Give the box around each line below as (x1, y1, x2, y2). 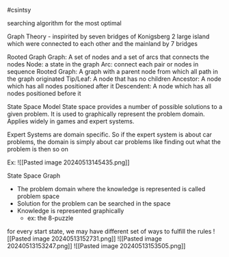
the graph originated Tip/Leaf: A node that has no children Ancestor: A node (7, 75, 221, 83)
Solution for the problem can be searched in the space (16, 199, 171, 208)
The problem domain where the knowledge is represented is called (16, 185, 206, 193)
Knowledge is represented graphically (16, 207, 124, 215)
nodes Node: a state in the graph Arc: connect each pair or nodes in (7, 60, 199, 68)
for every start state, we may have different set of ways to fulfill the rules (7, 228, 212, 235)
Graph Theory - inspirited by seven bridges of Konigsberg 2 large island (7, 32, 210, 40)
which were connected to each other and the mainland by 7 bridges (7, 40, 198, 47)
